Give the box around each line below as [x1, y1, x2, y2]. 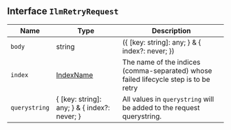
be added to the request [122, 102, 200, 112]
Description [151, 25, 191, 35]
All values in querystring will [122, 94, 214, 104]
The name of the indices [122, 57, 201, 67]
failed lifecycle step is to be [122, 74, 211, 84]
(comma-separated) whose [122, 65, 212, 75]
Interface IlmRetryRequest [7, 6, 119, 17]
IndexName [56, 70, 93, 80]
